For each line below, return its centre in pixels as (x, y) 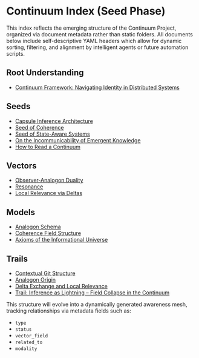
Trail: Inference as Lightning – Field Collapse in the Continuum (92, 293)
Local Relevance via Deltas (49, 193)
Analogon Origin (35, 280)
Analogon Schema (38, 227)
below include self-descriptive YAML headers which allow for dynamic (94, 41)
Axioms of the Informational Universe (61, 240)
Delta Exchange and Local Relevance (61, 286)
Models (21, 212)
